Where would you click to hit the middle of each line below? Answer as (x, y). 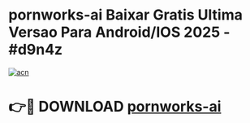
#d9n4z (36, 50)
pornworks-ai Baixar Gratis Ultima (126, 15)
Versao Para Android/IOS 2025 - (119, 32)
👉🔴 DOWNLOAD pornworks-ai (115, 107)
